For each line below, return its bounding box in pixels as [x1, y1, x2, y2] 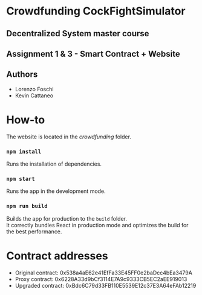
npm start [6, 175, 35, 182]
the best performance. [6, 228, 62, 235]
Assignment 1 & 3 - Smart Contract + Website [6, 48, 180, 59]
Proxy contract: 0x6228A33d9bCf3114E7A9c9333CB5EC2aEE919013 [15, 275, 187, 282]
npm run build [6, 203, 48, 210]
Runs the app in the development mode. [6, 187, 106, 195]
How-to [6, 113, 45, 126]
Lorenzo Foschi [15, 85, 54, 92]
